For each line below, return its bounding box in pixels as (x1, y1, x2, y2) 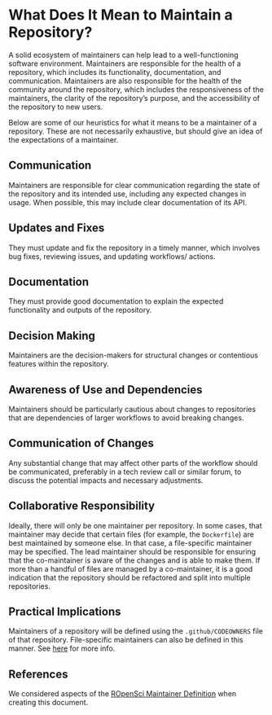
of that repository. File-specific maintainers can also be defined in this (8, 635, 243, 645)
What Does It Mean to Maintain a (8, 6, 234, 24)
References (8, 667, 68, 681)
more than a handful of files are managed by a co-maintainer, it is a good (8, 564, 253, 573)
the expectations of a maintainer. (8, 134, 119, 144)
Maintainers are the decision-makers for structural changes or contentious (8, 350, 259, 360)
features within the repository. (8, 359, 110, 369)
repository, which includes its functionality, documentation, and (8, 67, 222, 77)
